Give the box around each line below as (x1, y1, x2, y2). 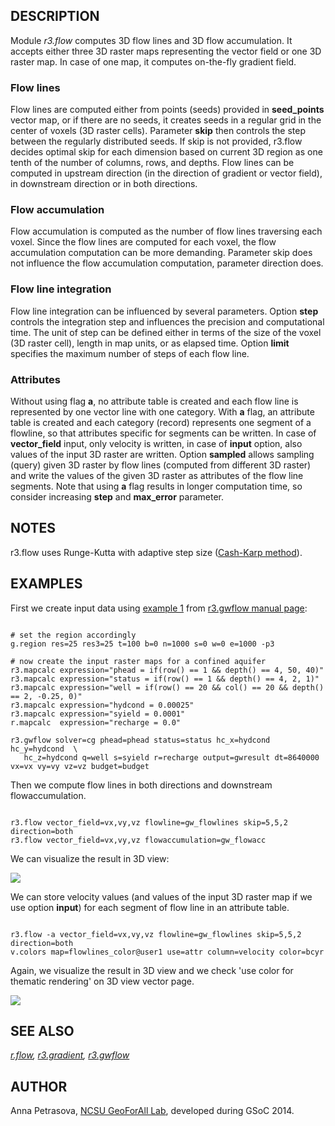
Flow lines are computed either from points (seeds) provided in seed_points (10, 104, 325, 116)
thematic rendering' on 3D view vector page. (10, 975, 195, 987)
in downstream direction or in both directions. (10, 178, 198, 190)
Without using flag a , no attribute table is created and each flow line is (10, 395, 299, 407)
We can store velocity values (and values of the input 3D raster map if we (10, 890, 313, 903)
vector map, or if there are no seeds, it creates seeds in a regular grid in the (10, 114, 322, 126)
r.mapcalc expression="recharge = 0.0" (10, 717, 182, 728)
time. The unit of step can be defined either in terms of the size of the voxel (10, 326, 322, 338)
